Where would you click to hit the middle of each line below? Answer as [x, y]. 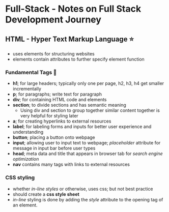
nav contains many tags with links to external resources [71, 164]
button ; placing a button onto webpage [54, 137]
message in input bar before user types [54, 148]
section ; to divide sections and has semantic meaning [69, 105]
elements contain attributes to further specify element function [79, 59]
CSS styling [20, 177]
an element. [25, 205]
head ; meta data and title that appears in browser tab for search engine [88, 154]
